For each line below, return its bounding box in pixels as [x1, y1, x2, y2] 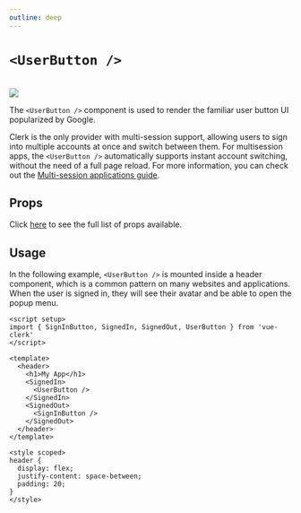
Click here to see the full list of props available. [9, 219, 183, 230]
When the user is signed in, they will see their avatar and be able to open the [9, 288, 292, 299]
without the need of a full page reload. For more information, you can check [9, 160, 288, 170]
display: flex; [17, 464, 74, 474]
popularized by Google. [9, 114, 96, 125]
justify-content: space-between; [17, 472, 142, 481]
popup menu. [9, 298, 59, 309]
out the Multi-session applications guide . [9, 170, 160, 180]
